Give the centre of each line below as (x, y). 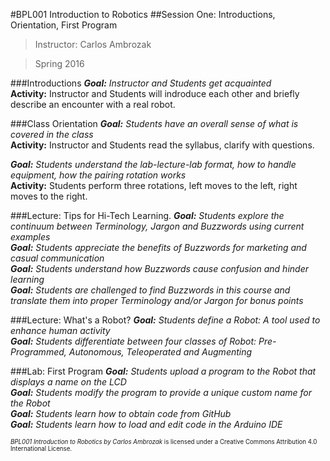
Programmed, (38, 352)
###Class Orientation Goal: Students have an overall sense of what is (154, 123)
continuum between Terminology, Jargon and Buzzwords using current (157, 226)
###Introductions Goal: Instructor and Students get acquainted (141, 83)
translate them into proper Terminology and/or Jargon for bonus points (157, 300)
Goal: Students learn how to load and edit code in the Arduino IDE (146, 424)
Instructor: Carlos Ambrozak (93, 44)
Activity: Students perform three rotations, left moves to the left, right (154, 185)
